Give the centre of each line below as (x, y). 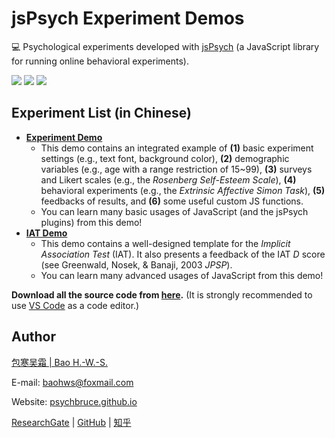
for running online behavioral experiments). (100, 61)
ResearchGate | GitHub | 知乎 (71, 422)
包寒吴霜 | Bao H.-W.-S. (59, 362)
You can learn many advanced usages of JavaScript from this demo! (182, 275)
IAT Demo (46, 233)
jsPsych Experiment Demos (128, 18)
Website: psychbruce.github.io (74, 401)
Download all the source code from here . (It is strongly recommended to (162, 294)
